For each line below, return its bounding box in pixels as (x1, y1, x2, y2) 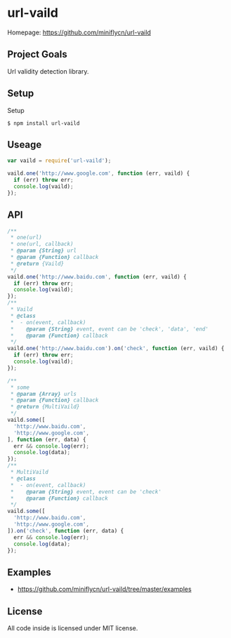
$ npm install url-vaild (7, 119, 80, 127)
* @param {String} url (10, 247, 77, 254)
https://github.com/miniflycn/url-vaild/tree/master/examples (17, 585, 192, 594)
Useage (7, 138, 42, 150)
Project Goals (7, 48, 68, 60)
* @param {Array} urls (10, 390, 77, 397)
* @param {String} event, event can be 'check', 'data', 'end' (10, 325, 209, 333)
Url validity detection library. (7, 67, 89, 75)
